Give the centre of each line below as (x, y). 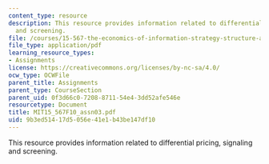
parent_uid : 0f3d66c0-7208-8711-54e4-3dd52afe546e (94, 98)
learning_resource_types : (51, 53)
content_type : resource (48, 16)
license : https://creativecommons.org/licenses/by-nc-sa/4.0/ (114, 68)
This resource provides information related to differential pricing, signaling (130, 142)
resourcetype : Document (48, 105)
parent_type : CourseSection (55, 90)
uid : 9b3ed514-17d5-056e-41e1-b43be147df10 (82, 120)
